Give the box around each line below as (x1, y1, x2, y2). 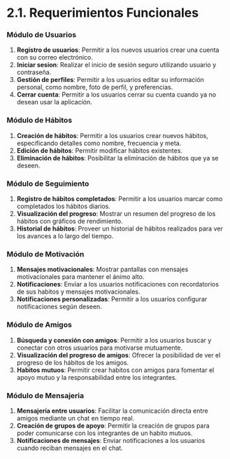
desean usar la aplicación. (16, 98, 92, 107)
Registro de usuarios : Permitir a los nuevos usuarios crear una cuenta (16, 46, 220, 54)
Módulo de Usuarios (6, 30, 77, 40)
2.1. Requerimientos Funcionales (6, 5, 199, 21)
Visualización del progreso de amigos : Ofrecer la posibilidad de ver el (16, 350, 221, 359)
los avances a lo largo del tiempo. (16, 232, 114, 240)
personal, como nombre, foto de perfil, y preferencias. (16, 83, 173, 92)
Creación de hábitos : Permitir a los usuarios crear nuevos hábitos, (16, 131, 209, 139)
